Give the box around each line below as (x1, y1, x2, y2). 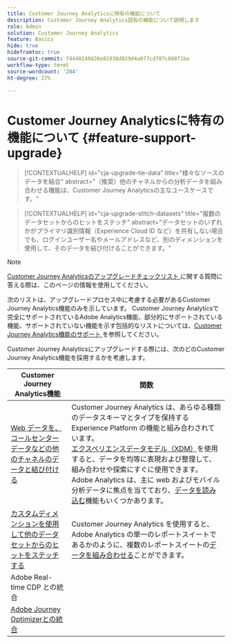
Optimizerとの (10, 614, 57, 624)
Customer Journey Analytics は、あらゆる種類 (71, 402, 221, 412)
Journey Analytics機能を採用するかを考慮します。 (7, 354, 149, 362)
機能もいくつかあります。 (85, 496, 168, 506)
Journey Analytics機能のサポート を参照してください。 (7, 330, 163, 339)
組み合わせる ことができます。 (92, 551, 188, 560)
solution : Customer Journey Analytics (7, 29, 119, 37)
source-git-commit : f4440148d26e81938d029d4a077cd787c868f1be (7, 55, 190, 62)
